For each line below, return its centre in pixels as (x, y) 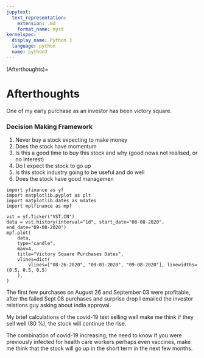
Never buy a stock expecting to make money (71, 140)
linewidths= (182, 265)
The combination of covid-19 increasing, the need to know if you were (94, 335)
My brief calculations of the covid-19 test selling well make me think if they (100, 317)
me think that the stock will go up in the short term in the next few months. (100, 348)
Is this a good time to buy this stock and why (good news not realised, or (106, 153)
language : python (34, 46)
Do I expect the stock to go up (53, 166)
